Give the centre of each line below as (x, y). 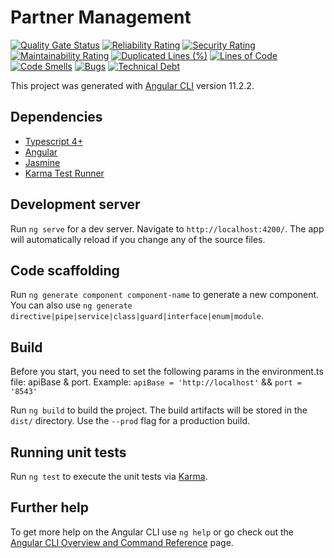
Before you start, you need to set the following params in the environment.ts (167, 372)
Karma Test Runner (64, 173)
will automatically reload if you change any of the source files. (138, 239)
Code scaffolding (65, 270)
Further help (50, 507)
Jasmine (42, 162)
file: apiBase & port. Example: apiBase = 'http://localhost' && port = (156, 382)
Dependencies (56, 117)
